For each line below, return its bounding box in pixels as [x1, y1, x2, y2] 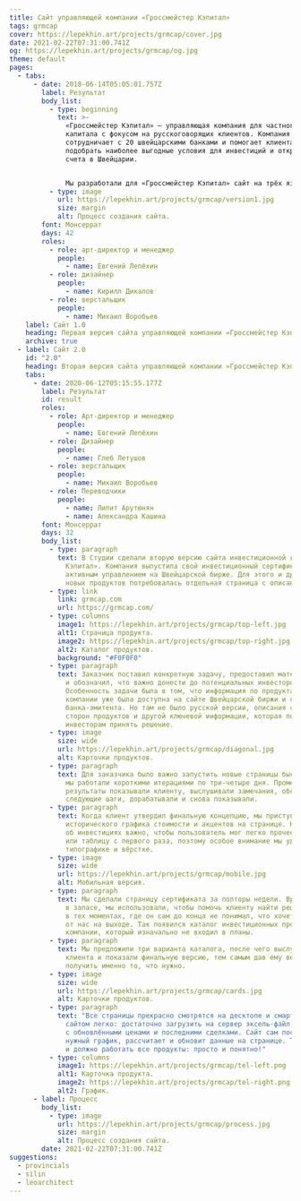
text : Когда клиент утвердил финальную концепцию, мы [56, 811, 262, 820]
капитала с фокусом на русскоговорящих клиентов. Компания [65, 130, 291, 139]
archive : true [25, 337, 78, 346]
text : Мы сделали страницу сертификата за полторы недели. [56, 895, 282, 904]
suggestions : [9, 1153, 58, 1162]
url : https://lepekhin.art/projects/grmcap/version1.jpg [56, 195, 275, 204]
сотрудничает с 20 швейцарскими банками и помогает [65, 138, 262, 147]
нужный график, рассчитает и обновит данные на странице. [65, 1036, 287, 1045]
